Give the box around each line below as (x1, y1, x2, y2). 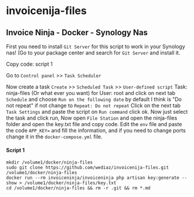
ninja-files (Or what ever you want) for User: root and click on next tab (6, 90, 176, 96)
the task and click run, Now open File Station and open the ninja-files (6, 114, 178, 121)
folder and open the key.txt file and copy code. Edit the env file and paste (6, 121, 182, 127)
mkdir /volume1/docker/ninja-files (6, 159, 93, 165)
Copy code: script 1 (6, 60, 53, 67)
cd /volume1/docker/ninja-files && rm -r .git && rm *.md (6, 185, 151, 191)
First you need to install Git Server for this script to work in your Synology (6, 43, 186, 50)
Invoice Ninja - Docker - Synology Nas (6, 28, 148, 38)
